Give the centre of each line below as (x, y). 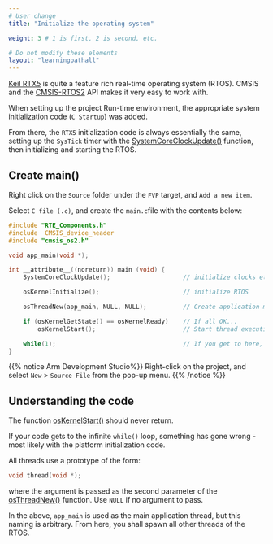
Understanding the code (71, 400)
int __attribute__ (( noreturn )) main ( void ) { (87, 270)
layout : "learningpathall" (54, 61)
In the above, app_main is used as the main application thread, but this (125, 516)
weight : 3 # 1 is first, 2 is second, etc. (83, 38)
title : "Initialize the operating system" (81, 24)
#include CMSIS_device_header (61, 233)
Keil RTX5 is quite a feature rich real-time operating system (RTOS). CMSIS (134, 84)
